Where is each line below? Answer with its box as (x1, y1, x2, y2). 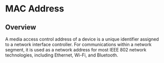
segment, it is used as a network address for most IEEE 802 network (5, 47, 147, 52)
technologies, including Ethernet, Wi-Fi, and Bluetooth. (5, 52, 118, 58)
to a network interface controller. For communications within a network (5, 41, 152, 47)
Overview (5, 23, 37, 31)
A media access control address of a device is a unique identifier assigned (5, 36, 159, 42)
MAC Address (5, 3, 64, 14)
